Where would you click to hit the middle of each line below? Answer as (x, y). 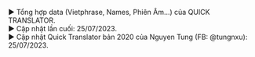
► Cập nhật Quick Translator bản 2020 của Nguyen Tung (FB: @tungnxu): (128, 37)
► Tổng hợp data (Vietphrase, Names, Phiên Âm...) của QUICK (109, 12)
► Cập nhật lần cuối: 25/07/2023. (63, 28)
